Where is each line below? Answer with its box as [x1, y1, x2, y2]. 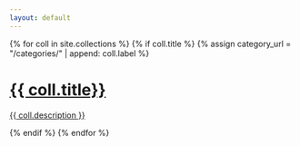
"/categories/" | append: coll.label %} [9, 47, 150, 59]
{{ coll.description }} [9, 110, 86, 121]
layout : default [9, 13, 71, 23]
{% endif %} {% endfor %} [9, 127, 110, 138]
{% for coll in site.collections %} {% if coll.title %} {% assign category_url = [9, 38, 292, 49]
